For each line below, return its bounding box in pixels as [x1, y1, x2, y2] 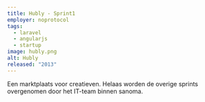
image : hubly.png [7, 49, 57, 55]
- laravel [13, 29, 41, 36]
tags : [7, 23, 23, 29]
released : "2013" [7, 61, 57, 68]
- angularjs [13, 36, 48, 42]
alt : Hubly [7, 55, 39, 62]
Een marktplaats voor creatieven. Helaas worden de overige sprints [7, 79, 199, 88]
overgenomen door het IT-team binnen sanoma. [7, 87, 144, 95]
